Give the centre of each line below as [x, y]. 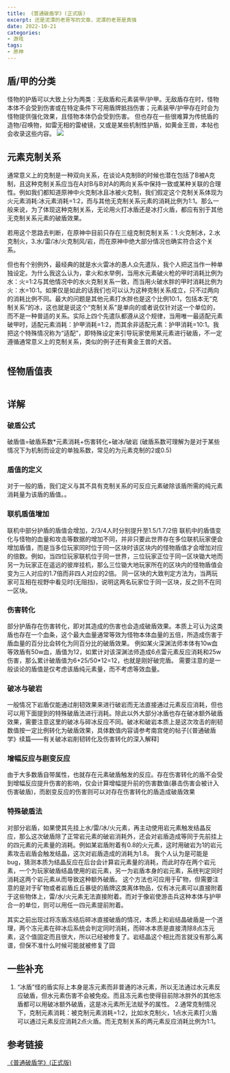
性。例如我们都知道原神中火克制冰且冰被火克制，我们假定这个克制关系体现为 [115, 192]
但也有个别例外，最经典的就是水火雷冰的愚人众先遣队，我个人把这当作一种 [112, 264]
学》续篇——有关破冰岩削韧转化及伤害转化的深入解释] [83, 739]
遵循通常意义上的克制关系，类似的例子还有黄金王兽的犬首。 [91, 341]
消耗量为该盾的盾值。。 [39, 494]
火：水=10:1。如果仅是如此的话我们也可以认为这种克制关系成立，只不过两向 [113, 290]
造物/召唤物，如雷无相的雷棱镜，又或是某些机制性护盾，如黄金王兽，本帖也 [113, 125]
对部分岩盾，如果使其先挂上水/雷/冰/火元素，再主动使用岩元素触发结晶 [106, 827]
